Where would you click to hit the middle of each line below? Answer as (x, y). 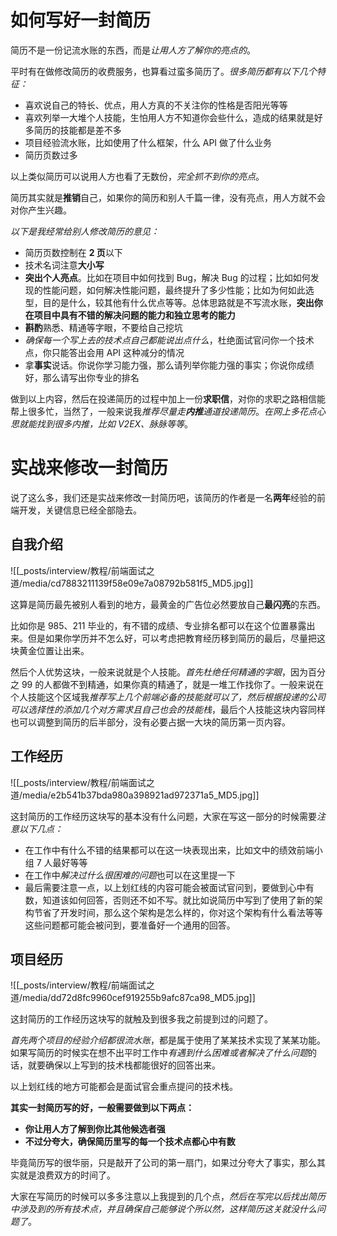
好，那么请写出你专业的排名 (82, 377)
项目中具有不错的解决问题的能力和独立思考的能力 (134, 315)
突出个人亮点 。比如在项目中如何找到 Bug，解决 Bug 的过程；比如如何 (167, 277)
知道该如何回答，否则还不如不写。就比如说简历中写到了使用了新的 (178, 900)
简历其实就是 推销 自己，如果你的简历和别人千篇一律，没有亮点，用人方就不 (163, 197)
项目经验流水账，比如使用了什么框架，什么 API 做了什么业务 (148, 142)
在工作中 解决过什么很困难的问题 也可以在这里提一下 (130, 875)
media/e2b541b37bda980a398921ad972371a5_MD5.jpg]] (141, 795)
